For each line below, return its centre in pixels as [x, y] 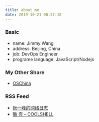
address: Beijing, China [36, 48]
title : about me [22, 10]
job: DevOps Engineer [35, 54]
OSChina [22, 83]
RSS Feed [17, 96]
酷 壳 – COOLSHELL [33, 114]
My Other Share [25, 72]
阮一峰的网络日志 [30, 108]
